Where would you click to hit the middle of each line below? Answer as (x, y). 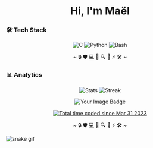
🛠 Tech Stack (26, 30)
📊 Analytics (24, 75)
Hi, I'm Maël (100, 11)
